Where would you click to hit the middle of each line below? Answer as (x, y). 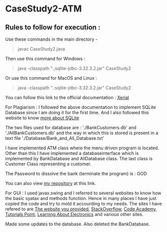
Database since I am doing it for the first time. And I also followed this (77, 112)
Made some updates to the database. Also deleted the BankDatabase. (78, 224)
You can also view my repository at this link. (51, 183)
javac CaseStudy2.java (41, 49)
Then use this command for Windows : (45, 59)
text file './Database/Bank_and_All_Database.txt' (55, 138)
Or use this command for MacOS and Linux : (51, 78)
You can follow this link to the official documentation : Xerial (67, 97)
